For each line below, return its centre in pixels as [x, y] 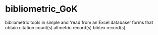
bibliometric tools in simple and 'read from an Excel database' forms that [79, 22]
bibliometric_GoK [41, 9]
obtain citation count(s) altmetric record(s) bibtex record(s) [65, 27]
